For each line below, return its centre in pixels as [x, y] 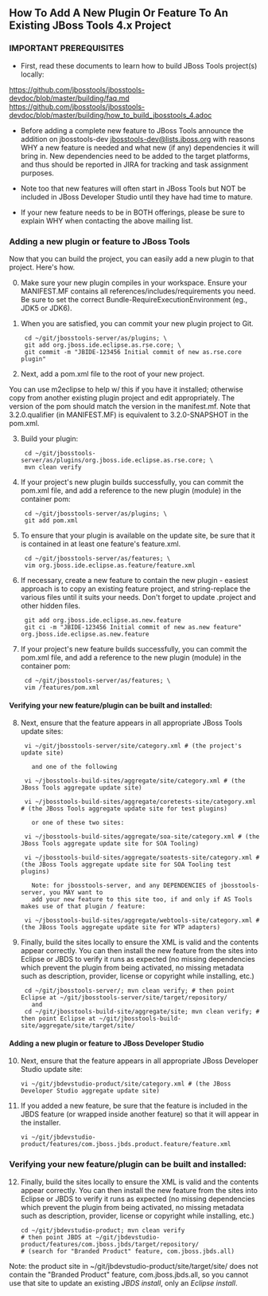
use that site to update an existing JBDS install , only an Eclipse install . [123, 1282]
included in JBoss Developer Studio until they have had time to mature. [136, 197]
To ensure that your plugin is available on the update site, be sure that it [138, 535]
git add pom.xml [51, 520]
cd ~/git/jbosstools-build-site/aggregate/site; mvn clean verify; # [142, 1012]
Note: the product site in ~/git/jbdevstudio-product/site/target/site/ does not [134, 1266]
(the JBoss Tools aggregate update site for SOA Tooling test [126, 865]
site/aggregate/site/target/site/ [78, 1026]
